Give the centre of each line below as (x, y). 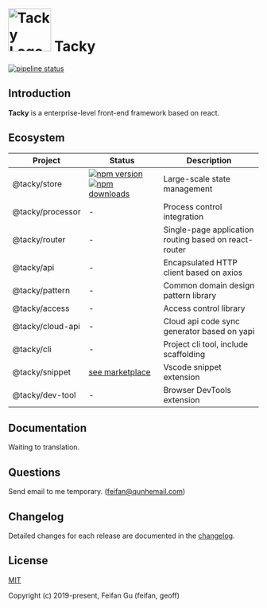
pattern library (190, 295)
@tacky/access (41, 308)
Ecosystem (37, 138)
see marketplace (120, 372)
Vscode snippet (192, 367)
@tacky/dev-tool (44, 394)
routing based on (195, 239)
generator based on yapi (209, 331)
